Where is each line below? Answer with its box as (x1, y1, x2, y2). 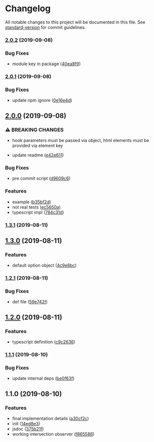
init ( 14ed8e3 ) (12, 421, 41, 427)
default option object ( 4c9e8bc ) (12, 263, 77, 269)
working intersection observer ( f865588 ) (12, 431, 95, 437)
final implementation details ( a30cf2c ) (12, 416, 89, 421)
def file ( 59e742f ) (12, 299, 48, 305)
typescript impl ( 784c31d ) (12, 209, 65, 215)
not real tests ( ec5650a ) (12, 204, 61, 210)
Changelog (5, 3, 51, 14)
